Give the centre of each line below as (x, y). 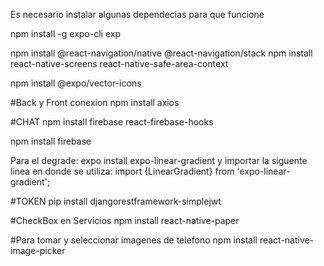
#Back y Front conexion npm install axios (95, 102)
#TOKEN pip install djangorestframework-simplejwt (116, 201)
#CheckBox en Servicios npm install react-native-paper (125, 220)
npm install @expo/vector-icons (76, 83)
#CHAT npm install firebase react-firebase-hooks (112, 122)
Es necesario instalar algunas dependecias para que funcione (137, 14)
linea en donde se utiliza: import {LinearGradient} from (122, 171)
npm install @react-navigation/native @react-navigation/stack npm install (161, 53)
